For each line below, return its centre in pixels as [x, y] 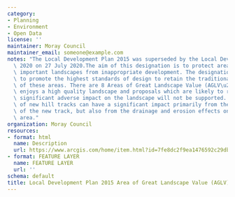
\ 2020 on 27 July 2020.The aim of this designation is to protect [114, 66]
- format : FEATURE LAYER [43, 157]
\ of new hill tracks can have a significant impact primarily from [115, 105]
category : [22, 14]
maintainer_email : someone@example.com [65, 53]
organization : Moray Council [50, 124]
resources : [23, 131]
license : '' [24, 40]
